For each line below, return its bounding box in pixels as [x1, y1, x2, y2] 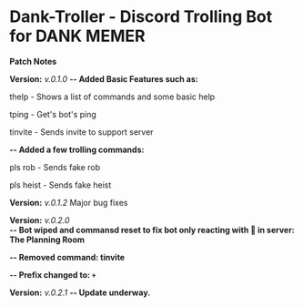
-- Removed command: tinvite [9, 251, 126, 262]
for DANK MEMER [9, 26, 146, 46]
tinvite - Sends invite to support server [9, 126, 154, 138]
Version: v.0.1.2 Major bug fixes [9, 197, 128, 208]
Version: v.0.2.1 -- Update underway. [9, 287, 151, 298]
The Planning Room [9, 234, 85, 245]
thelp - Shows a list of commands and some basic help [9, 91, 216, 102]
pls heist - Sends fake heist [9, 179, 112, 190]
